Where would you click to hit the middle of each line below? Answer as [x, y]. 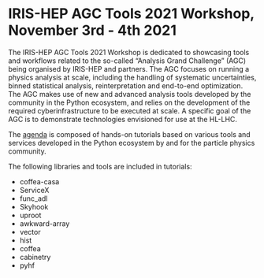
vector [30, 232]
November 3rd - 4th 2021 [93, 30]
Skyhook [34, 206]
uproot [30, 215]
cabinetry [35, 257]
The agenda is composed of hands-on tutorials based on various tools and [129, 134]
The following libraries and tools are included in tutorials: [100, 166]
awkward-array [45, 223]
